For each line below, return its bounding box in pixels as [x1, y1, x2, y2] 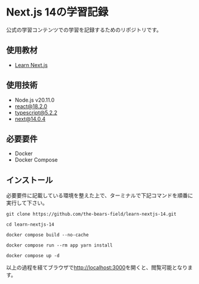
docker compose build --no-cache [6, 232, 89, 238]
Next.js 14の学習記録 [6, 5, 109, 19]
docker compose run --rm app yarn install [6, 242, 113, 248]
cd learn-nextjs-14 [6, 222, 55, 228]
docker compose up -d [6, 253, 60, 259]
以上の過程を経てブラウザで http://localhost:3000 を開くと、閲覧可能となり [6, 264, 188, 271]
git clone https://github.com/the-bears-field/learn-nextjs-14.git [6, 212, 177, 217]
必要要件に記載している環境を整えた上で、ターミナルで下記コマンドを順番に [6, 192, 194, 199]
